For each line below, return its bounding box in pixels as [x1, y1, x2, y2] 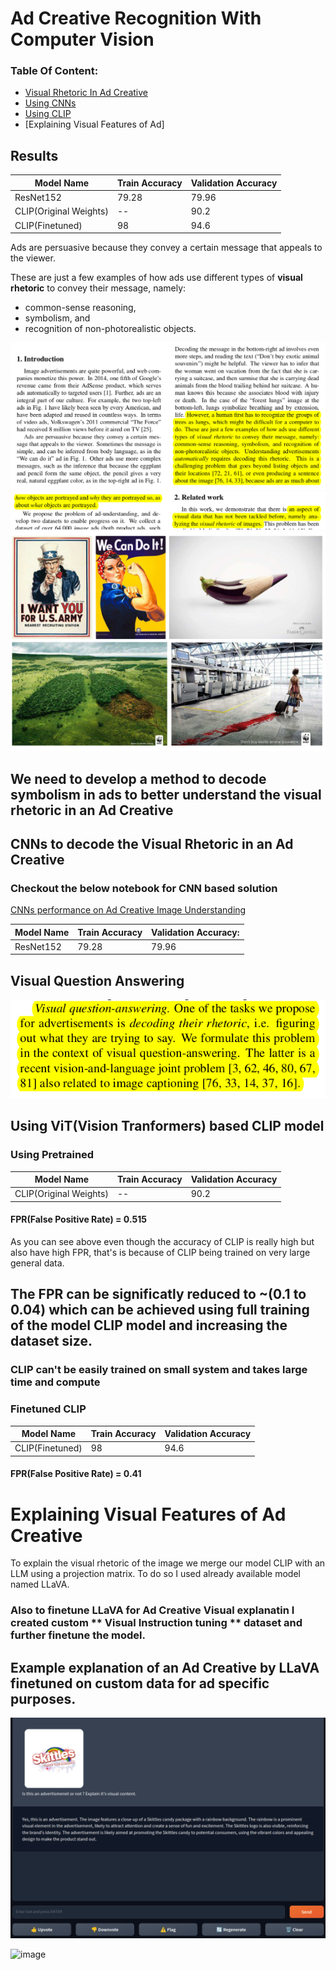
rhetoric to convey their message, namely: [10, 282, 187, 294]
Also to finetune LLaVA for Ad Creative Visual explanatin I [10, 1603, 295, 1617]
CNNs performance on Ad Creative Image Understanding [10, 904, 247, 916]
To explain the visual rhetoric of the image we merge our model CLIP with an [10, 1557, 326, 1569]
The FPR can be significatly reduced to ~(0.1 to [10, 1286, 307, 1303]
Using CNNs [24, 97, 77, 109]
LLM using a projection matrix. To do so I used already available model [10, 1568, 301, 1580]
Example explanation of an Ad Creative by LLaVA [10, 1659, 320, 1676]
